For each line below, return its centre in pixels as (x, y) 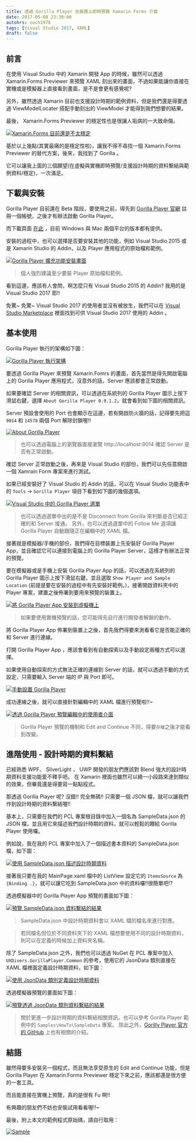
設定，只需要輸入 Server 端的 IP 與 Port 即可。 (62, 676)
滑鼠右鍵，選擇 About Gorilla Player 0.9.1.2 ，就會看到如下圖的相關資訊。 (97, 400)
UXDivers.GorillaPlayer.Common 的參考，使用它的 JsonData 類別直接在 (91, 960)
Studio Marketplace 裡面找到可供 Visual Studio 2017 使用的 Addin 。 (88, 312)
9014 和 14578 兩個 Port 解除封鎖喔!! (49, 420)
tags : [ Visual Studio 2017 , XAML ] (48, 28)
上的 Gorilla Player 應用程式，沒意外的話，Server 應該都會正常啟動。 (89, 381)
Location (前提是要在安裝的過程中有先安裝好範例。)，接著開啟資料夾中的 (92, 585)
